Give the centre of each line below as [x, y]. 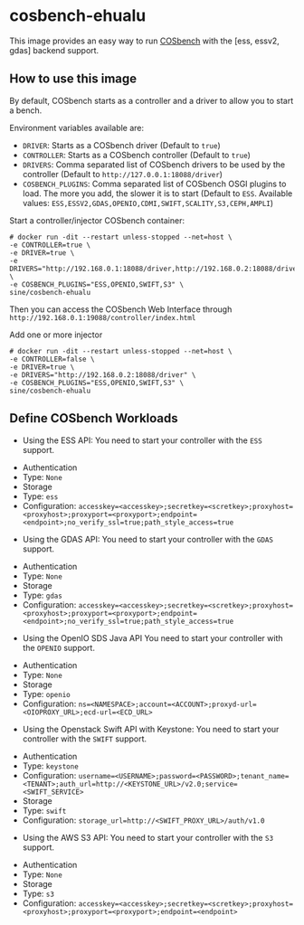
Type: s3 [38, 893]
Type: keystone [50, 766]
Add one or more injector [56, 335]
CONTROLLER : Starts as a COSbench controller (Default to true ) [137, 155]
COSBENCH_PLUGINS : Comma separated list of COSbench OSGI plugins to [154, 184]
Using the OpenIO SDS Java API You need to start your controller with [152, 637]
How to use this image [73, 79]
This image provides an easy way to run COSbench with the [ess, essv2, [145, 41]
